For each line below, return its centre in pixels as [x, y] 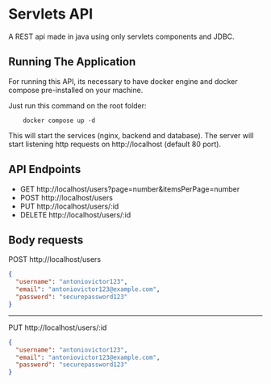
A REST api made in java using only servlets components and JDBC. [122, 36]
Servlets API [51, 14]
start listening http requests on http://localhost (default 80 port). [115, 144]
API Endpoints [45, 169]
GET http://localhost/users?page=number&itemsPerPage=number [130, 189]
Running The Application [72, 62]
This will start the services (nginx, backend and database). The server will [131, 135]
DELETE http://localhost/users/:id [75, 214]
